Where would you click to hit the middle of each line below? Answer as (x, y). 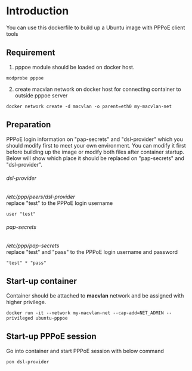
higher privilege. (26, 302)
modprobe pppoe (25, 78)
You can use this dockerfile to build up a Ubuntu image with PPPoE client (96, 27)
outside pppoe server (41, 95)
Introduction (38, 11)
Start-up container (42, 281)
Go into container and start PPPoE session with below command (85, 351)
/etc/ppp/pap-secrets (33, 246)
